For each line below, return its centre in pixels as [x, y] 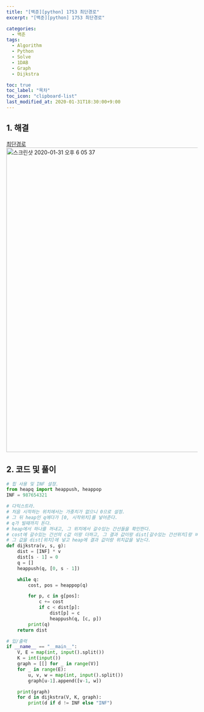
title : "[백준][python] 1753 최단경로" [53, 12]
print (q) [39, 624]
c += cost [51, 602]
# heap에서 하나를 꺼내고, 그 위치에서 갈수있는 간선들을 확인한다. [79, 529]
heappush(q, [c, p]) [76, 619]
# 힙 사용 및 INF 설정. [32, 484]
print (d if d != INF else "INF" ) [70, 703]
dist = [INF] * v [39, 552]
